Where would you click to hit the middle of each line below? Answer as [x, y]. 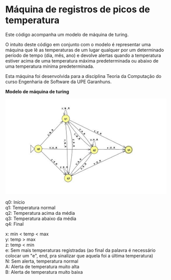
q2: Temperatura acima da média [40, 213]
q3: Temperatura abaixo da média [41, 218]
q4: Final [15, 224]
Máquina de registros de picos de [78, 9]
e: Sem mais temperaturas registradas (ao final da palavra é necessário [81, 250]
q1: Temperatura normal [30, 207]
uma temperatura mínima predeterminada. [50, 66]
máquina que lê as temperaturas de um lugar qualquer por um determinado [85, 50]
